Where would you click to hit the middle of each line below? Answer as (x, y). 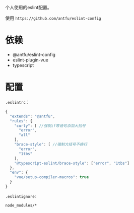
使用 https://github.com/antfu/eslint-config (53, 18)
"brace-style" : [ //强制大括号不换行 (51, 145)
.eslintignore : (21, 196)
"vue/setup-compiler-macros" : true (52, 177)
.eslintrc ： (18, 102)
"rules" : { (21, 121)
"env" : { (19, 173)
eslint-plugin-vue (30, 60)
